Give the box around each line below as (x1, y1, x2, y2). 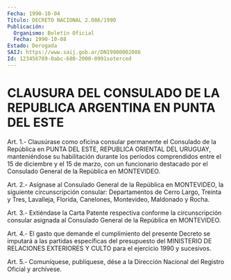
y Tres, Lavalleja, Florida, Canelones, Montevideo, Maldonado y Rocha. (7, 195, 210, 203)
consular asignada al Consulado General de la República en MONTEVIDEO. (7, 216, 221, 224)
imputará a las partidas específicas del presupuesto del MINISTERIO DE (7, 236, 212, 245)
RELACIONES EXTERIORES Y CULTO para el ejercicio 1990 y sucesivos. (7, 244, 212, 252)
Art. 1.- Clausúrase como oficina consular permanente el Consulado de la (7, 137, 216, 146)
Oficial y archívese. (7, 265, 62, 273)
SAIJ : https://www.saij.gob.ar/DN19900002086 (7, 49, 141, 56)
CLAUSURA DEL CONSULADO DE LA (7, 85, 221, 100)
